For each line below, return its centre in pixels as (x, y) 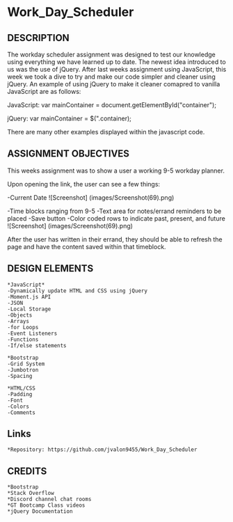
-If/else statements (37, 345)
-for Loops (23, 327)
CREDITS (27, 471)
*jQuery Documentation (40, 512)
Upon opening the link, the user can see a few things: (84, 184)
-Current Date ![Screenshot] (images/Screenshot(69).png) (91, 197)
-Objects (20, 315)
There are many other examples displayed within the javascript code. (106, 132)
